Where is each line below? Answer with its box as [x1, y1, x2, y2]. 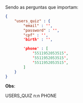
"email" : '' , [23, 23, 53, 28]
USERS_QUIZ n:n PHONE [5, 92, 57, 99]
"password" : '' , [23, 27, 59, 33]
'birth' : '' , [23, 37, 53, 42]
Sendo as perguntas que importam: [5, 4, 79, 10]
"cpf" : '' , [23, 32, 49, 37]
